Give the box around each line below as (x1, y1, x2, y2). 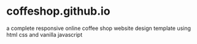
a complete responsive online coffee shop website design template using (6, 24, 191, 32)
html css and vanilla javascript (6, 31, 83, 38)
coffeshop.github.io (6, 4, 110, 18)
